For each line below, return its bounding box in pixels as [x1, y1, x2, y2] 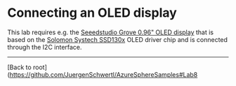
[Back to [7, 63, 32, 71]
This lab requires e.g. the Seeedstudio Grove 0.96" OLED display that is [7, 28, 214, 36]
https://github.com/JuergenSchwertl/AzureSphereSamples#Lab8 [9, 70, 198, 78]
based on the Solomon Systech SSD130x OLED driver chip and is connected [7, 35, 228, 43]
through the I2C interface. [7, 43, 82, 51]
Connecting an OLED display [7, 5, 177, 21]
